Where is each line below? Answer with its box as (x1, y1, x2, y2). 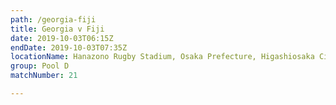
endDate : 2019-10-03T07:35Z (10, 42, 128, 53)
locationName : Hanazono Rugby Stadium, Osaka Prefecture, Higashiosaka (10, 52, 315, 62)
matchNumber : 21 (10, 71, 78, 81)
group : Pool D (10, 61, 70, 71)
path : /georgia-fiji (10, 14, 97, 25)
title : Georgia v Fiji (10, 24, 105, 34)
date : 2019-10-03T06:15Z (10, 33, 114, 43)
